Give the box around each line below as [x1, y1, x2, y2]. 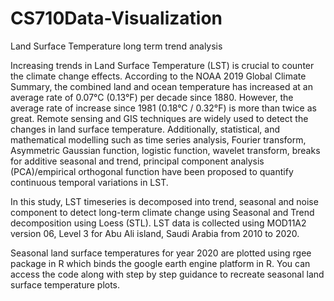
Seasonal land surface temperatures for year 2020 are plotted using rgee [10, 247, 312, 259]
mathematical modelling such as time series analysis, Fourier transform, [10, 133, 307, 146]
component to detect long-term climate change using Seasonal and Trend [10, 206, 315, 218]
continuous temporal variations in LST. [10, 176, 169, 188]
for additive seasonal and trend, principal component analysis [10, 155, 265, 167]
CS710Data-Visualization [10, 7, 223, 30]
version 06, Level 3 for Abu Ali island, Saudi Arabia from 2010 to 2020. [10, 227, 300, 239]
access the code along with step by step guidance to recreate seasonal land [10, 268, 325, 280]
